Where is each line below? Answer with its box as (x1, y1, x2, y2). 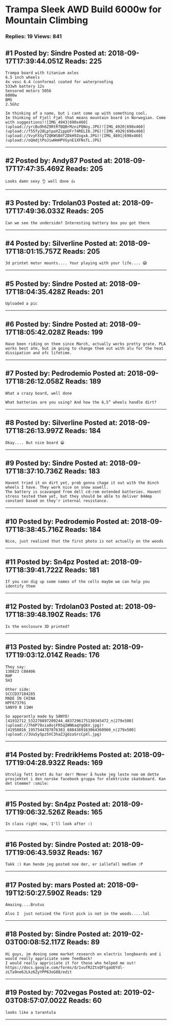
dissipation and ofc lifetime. (5, 350, 72, 355)
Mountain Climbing (5, 14, 89, 26)
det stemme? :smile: (5, 781, 50, 786)
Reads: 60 (68, 996, 102, 1005)
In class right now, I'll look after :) (5, 821, 93, 827)
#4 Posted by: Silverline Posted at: (5, 239, 118, 247)
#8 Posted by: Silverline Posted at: (5, 418, 118, 427)
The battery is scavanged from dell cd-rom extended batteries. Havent (5, 489, 161, 495)
